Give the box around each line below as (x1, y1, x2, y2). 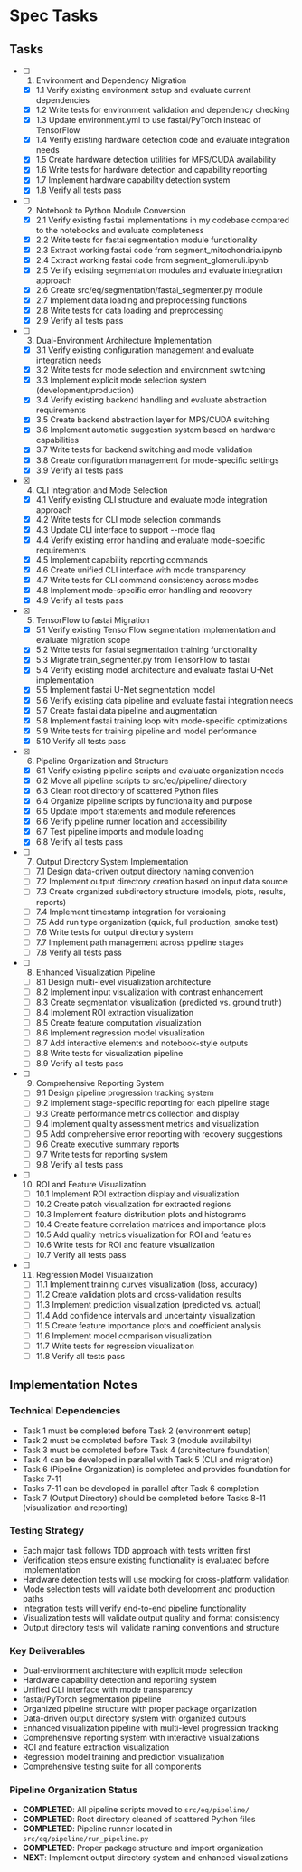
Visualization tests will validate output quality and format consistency (22, 1612, 280, 1623)
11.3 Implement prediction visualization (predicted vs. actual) (35, 1300, 261, 1310)
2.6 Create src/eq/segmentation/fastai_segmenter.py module (35, 284, 264, 295)
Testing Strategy (9, 1525, 84, 1537)
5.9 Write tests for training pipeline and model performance (35, 725, 258, 736)
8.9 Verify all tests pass (35, 1058, 124, 1069)
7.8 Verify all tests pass (35, 947, 122, 958)
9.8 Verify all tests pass (35, 1158, 124, 1169)
